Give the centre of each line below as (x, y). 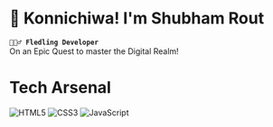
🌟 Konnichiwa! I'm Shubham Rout (137, 18)
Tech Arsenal (60, 88)
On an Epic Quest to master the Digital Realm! (94, 51)
